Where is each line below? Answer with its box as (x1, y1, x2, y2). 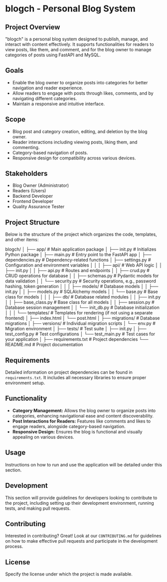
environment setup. (5, 380, 45, 386)
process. (5, 544, 23, 550)
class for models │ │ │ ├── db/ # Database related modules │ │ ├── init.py (5, 294, 161, 300)
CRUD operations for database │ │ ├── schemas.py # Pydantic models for (5, 273, 159, 279)
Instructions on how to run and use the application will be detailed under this (5, 461, 163, 467)
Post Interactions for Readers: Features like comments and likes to (12, 418, 151, 424)
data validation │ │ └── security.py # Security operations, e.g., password (5, 278, 156, 284)
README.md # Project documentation (5, 342, 83, 348)
